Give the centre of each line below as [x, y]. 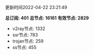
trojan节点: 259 [28, 41]
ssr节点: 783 [25, 35]
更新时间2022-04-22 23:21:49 [36, 7]
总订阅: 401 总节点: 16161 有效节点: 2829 [47, 18]
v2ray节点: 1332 [29, 28]
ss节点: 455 [24, 47]
